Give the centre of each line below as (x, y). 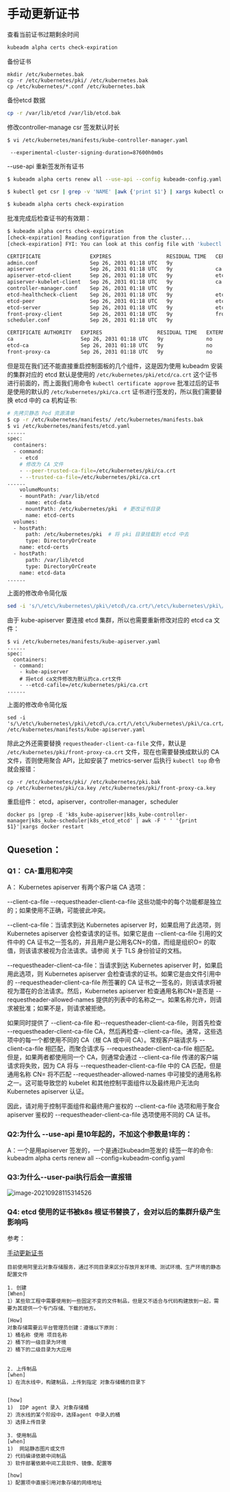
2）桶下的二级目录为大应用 (39, 1349)
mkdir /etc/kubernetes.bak (46, 74)
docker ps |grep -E (35, 815)
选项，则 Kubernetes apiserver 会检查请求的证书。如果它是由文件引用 (117, 974)
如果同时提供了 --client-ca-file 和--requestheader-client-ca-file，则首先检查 (115, 1023)
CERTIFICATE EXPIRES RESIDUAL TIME (107, 256)
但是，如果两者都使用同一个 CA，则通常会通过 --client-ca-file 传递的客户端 (113, 1057)
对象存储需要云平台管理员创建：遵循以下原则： (63, 1327)
